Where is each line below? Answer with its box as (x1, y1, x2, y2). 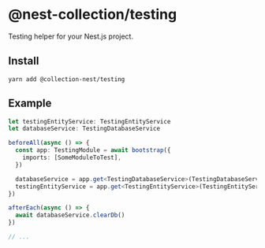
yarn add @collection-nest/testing (8, 75, 125, 83)
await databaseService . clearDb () (15, 211, 125, 220)
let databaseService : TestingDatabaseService (8, 124, 160, 133)
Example (8, 97, 52, 110)
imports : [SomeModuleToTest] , (22, 154, 122, 162)
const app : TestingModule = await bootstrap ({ (15, 146, 171, 154)
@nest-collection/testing (8, 6, 177, 24)
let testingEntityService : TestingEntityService (8, 117, 171, 125)
